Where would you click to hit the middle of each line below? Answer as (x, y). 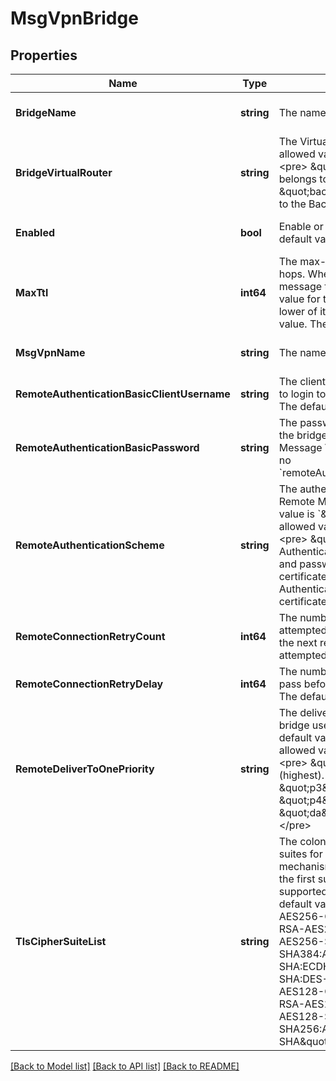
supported (303, 891)
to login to (302, 394)
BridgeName (46, 112)
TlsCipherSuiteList (61, 941)
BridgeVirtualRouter (64, 172)
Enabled (35, 232)
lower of (298, 311)
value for (299, 299)
